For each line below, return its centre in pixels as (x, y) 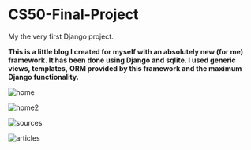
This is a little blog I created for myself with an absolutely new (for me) (126, 51)
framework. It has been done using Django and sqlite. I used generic (122, 60)
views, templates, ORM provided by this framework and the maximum (125, 68)
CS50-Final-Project (73, 15)
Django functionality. (43, 77)
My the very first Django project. (61, 36)
